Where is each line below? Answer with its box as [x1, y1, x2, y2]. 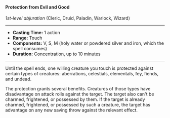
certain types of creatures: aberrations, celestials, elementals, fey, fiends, [5, 71, 159, 77]
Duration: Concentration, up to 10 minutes [12, 51, 101, 57]
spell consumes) [12, 46, 47, 52]
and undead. [5, 76, 32, 82]
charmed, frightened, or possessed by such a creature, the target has [5, 102, 151, 108]
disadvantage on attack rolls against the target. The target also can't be [5, 91, 154, 97]
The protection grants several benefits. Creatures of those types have [5, 86, 151, 92]
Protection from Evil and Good [5, 4, 70, 10]
